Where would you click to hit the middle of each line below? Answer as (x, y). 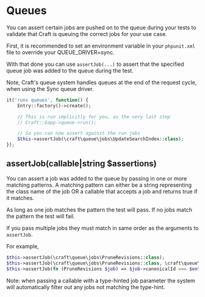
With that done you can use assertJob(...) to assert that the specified (95, 64)
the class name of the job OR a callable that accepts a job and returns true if (102, 191)
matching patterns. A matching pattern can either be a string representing (99, 185)
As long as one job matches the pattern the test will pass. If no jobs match (99, 209)
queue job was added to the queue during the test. (70, 70)
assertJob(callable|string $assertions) (81, 164)
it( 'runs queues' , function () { (47, 100)
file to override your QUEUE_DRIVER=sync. (60, 52)
